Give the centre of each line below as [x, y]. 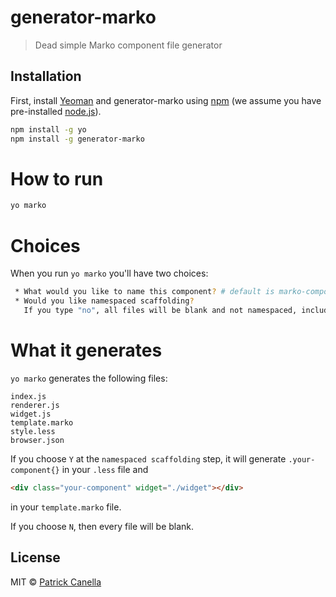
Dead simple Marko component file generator [128, 45]
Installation [46, 76]
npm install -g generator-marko [77, 139]
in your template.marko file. [66, 507]
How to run [57, 178]
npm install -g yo [48, 129]
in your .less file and [105, 469]
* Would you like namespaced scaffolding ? [104, 301]
